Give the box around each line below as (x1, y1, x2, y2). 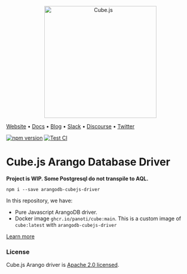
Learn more (6, 233, 35, 240)
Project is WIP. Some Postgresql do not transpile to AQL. (6, 175, 149, 182)
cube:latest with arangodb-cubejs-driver (14, 221, 117, 228)
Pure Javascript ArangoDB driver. (14, 208, 97, 215)
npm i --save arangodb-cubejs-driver (6, 186, 100, 192)
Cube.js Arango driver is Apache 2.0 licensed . (6, 261, 119, 269)
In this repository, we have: (6, 197, 73, 204)
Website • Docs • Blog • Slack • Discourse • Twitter (6, 123, 135, 130)
